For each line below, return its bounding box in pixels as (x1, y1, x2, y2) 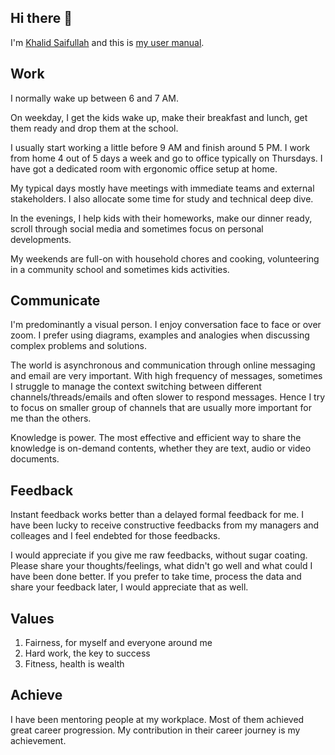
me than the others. (10, 412, 92, 425)
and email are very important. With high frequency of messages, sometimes (10, 370, 323, 382)
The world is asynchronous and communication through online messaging (10, 359, 316, 371)
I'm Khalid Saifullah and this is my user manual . (10, 36, 205, 48)
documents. (10, 453, 60, 465)
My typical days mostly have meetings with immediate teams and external (10, 182, 315, 194)
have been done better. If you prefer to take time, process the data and (10, 571, 302, 583)
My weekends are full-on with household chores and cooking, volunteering (10, 252, 320, 265)
